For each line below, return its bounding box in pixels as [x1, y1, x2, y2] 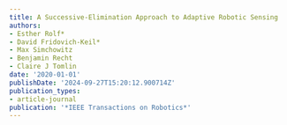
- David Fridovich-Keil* [9, 37, 101, 47]
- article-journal [9, 94, 77, 104]
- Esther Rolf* [9, 29, 65, 38]
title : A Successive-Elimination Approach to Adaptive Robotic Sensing [9, 12, 278, 22]
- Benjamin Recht [9, 54, 73, 62]
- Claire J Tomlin [9, 62, 77, 71]
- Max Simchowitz [9, 46, 73, 55]
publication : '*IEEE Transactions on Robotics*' [9, 103, 192, 112]
